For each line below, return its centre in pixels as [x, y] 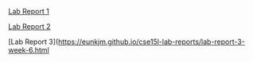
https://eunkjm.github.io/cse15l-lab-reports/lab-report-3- [152, 42]
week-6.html [29, 50]
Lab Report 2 [29, 26]
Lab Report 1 [29, 11]
